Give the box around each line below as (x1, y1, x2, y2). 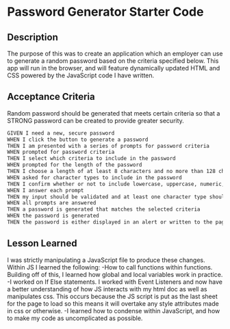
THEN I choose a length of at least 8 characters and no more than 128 (7, 168, 216, 175)
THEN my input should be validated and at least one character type (7, 193, 207, 200)
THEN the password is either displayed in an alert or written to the (7, 219, 213, 226)
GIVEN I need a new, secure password (7, 129, 115, 137)
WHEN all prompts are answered (7, 200, 97, 207)
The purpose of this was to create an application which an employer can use (7, 49, 223, 57)
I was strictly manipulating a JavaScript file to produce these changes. (7, 256, 205, 264)
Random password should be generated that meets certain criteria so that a (7, 109, 220, 117)
